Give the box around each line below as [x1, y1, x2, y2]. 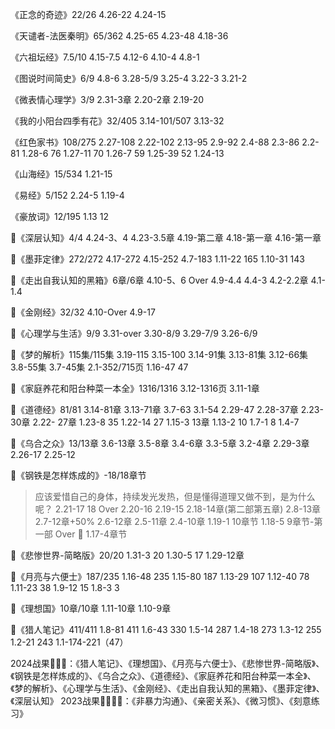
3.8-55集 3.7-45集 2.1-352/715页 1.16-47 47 [10, 361, 189, 373]
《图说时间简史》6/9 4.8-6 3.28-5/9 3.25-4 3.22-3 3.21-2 [10, 73, 248, 84]
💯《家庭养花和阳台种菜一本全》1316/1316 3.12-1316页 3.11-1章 [10, 383, 260, 394]
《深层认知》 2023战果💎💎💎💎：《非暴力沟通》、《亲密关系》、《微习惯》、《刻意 [10, 695, 312, 707]
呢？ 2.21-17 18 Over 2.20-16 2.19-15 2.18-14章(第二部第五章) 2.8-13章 [34, 503, 322, 515]
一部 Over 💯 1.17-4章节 [34, 528, 128, 540]
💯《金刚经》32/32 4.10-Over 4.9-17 [10, 306, 156, 318]
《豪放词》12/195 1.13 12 [10, 211, 109, 222]
